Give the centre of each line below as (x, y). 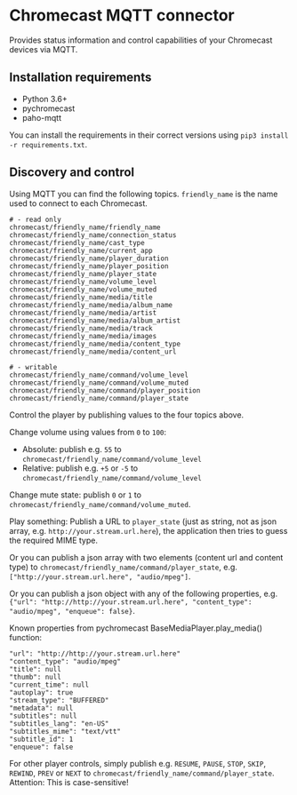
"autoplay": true (41, 692)
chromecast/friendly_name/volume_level (83, 282)
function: (26, 637)
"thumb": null (36, 677)
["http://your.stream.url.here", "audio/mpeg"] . (100, 576)
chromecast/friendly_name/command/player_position (105, 390)
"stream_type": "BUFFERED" (59, 700)
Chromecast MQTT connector (122, 16)
